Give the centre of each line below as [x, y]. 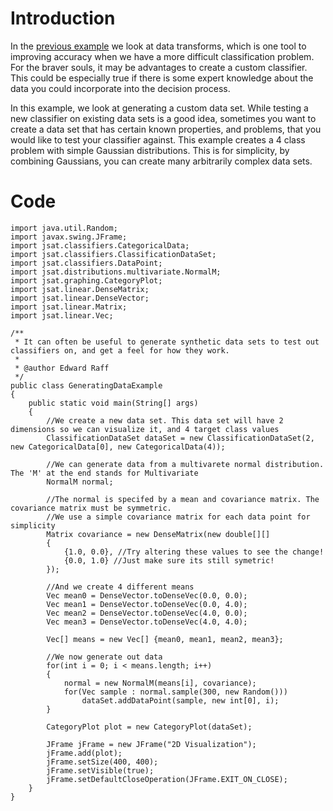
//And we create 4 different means [120, 587]
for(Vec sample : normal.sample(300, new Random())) [175, 692]
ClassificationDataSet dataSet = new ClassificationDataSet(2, [180, 438]
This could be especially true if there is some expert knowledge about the [162, 78]
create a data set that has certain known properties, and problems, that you [166, 129]
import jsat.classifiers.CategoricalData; [100, 245]
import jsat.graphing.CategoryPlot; [86, 280]
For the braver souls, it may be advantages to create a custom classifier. [159, 67]
